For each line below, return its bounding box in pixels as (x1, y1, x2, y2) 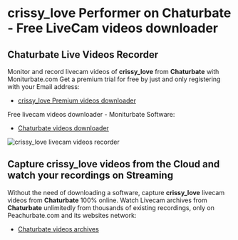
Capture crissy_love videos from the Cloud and (7, 158, 220, 170)
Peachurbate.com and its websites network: (7, 211, 137, 219)
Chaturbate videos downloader (17, 124, 109, 132)
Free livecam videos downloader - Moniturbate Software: (7, 110, 175, 118)
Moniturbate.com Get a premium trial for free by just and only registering (7, 75, 221, 83)
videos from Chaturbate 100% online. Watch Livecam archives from (7, 196, 208, 204)
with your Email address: (7, 83, 80, 90)
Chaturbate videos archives (17, 224, 100, 233)
